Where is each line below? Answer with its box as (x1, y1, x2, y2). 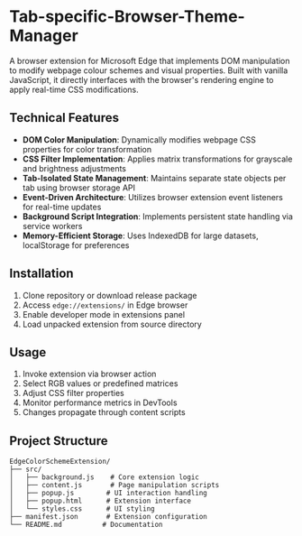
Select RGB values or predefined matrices (22, 378, 178, 389)
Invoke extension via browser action (22, 368, 157, 380)
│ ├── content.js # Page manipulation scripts (9, 481, 220, 490)
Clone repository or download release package (22, 290, 197, 300)
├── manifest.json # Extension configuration (9, 513, 207, 522)
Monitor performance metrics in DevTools (22, 397, 178, 408)
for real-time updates (22, 201, 102, 212)
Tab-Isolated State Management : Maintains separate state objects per (22, 172, 287, 183)
